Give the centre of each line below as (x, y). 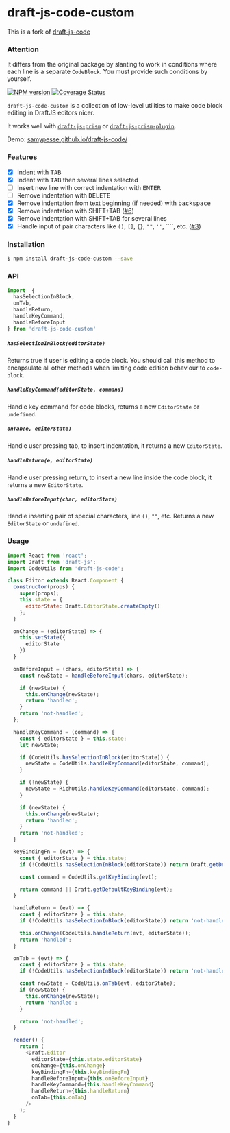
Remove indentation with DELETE (64, 195)
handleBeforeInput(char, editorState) (62, 500)
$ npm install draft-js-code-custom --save (70, 259)
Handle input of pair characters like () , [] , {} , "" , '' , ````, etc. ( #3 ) (109, 226)
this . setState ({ (43, 638)
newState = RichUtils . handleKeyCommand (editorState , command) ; (117, 789)
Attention (23, 49)
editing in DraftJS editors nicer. (51, 113)
